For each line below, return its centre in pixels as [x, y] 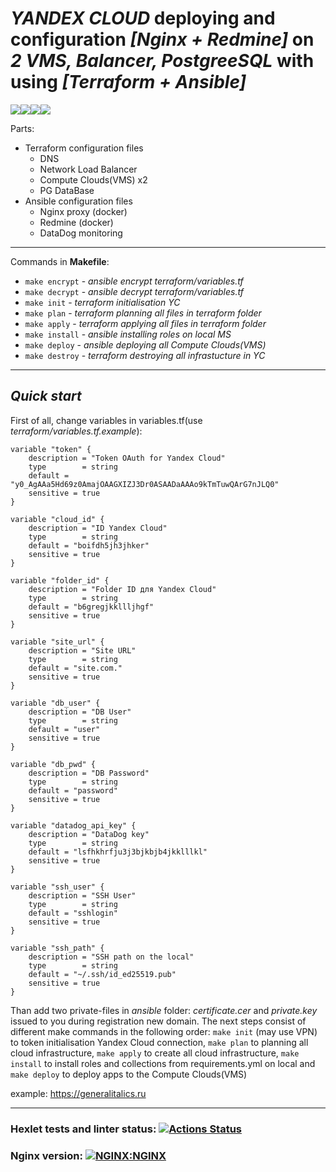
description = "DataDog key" [89, 834]
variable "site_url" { [57, 642]
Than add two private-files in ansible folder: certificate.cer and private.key [164, 1010]
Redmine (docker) [76, 222]
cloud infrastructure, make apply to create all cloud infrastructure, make [155, 1053]
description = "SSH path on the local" [111, 957]
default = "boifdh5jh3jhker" [89, 545]
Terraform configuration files [84, 148]
